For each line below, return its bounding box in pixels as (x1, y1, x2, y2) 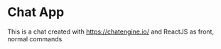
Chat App (7, 4, 65, 20)
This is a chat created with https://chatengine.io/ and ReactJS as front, (7, 27, 215, 36)
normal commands (7, 34, 63, 43)
